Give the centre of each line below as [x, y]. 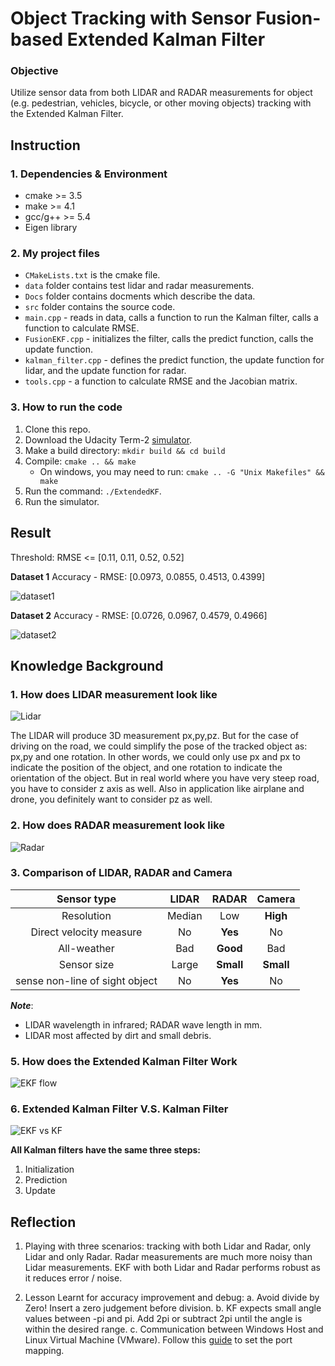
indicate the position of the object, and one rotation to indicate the [146, 768]
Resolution [86, 915]
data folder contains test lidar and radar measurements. [139, 286]
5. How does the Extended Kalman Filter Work [124, 1061]
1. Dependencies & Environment [89, 174]
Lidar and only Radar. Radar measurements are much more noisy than [168, 1257]
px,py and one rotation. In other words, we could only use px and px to [155, 757]
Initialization [49, 1169]
